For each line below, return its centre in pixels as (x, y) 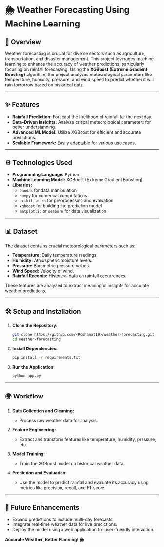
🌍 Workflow (24, 396)
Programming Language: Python (46, 174)
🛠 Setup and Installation (43, 311)
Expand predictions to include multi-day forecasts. (63, 519)
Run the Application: (33, 367)
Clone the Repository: (35, 326)
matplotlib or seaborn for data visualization (63, 211)
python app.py (26, 376)
